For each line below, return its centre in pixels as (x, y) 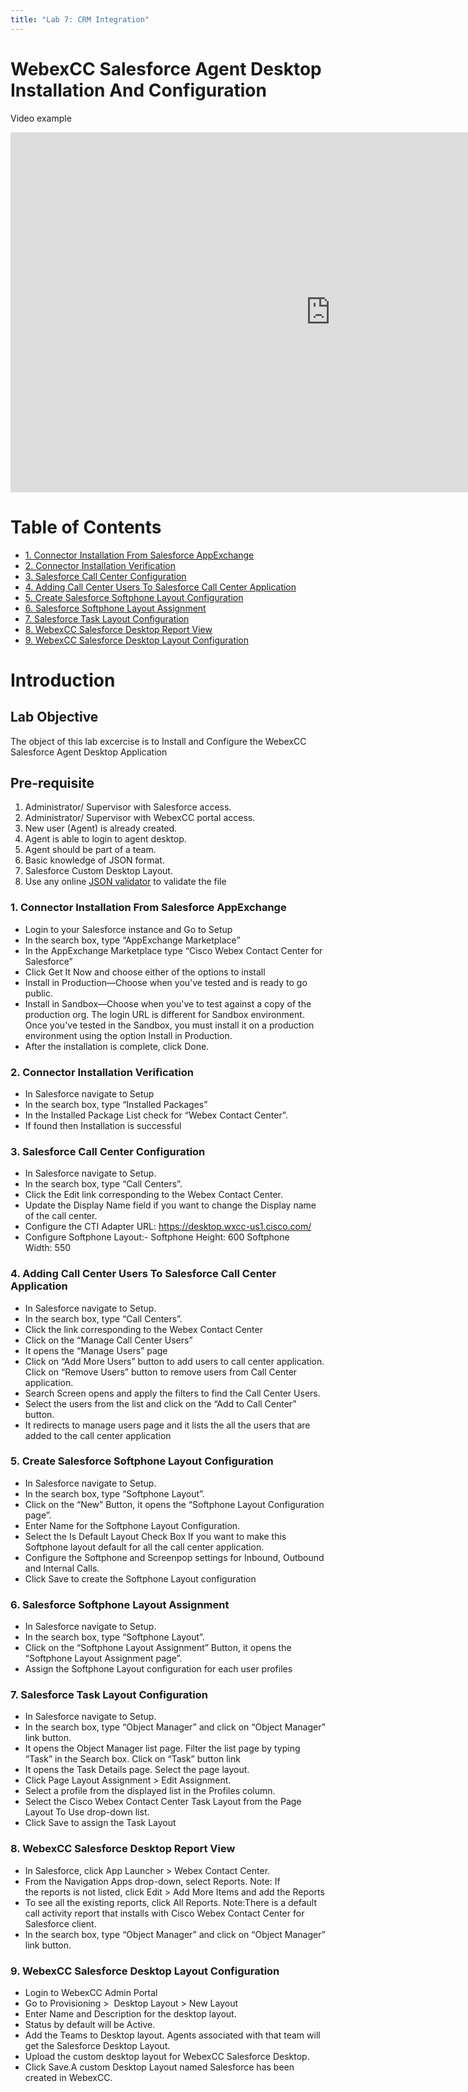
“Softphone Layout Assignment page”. (103, 1658)
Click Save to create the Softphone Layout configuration (140, 1578)
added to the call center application (98, 1435)
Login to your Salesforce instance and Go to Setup (128, 929)
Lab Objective (54, 717)
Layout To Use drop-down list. (87, 1812)
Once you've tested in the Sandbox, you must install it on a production (169, 1025)
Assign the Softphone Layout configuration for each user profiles (158, 1669)
